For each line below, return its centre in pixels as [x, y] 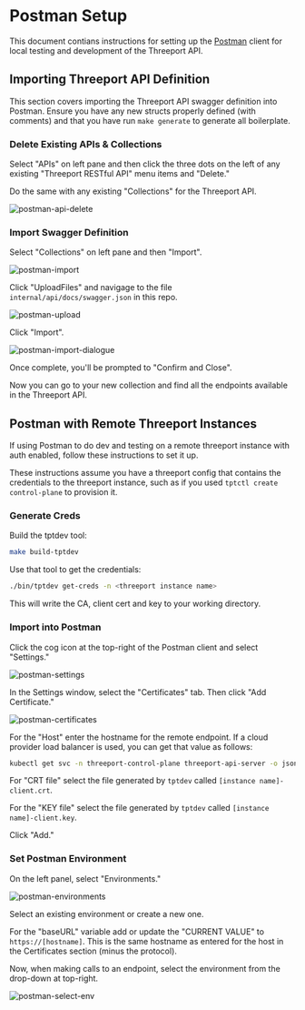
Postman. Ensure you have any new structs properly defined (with [133, 111]
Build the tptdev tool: [49, 535]
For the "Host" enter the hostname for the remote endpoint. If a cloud [139, 737]
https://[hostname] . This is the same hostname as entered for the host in [147, 941]
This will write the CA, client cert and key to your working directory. [135, 604]
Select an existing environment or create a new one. [107, 914]
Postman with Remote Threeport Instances [133, 424]
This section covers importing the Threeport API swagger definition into [143, 101]
